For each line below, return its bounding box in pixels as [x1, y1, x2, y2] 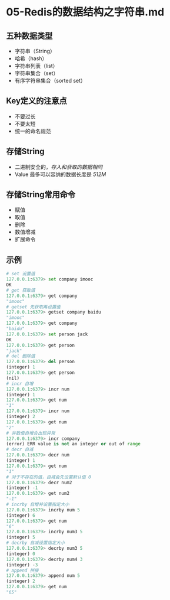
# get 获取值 [6, 287, 35, 293]
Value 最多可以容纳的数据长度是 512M [14, 171, 106, 178]
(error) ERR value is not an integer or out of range [6, 441, 141, 447]
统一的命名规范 [14, 128, 51, 135]
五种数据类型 [6, 31, 53, 41]
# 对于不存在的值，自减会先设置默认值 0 [6, 474, 91, 480]
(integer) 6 [6, 512, 35, 519]
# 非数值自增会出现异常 [6, 430, 56, 436]
